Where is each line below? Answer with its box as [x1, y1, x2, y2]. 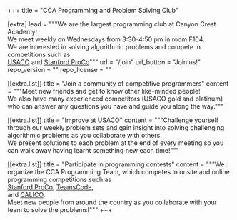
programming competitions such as [7, 175, 112, 184]
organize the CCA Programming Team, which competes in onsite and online [7, 168, 230, 176]
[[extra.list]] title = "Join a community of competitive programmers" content [7, 79, 229, 88]
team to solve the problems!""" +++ [7, 206, 113, 214]
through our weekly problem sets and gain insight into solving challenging [7, 124, 225, 131]
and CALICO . [7, 191, 46, 199]
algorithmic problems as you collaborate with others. [7, 131, 163, 139]
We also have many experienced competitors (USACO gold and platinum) [7, 94, 223, 103]
